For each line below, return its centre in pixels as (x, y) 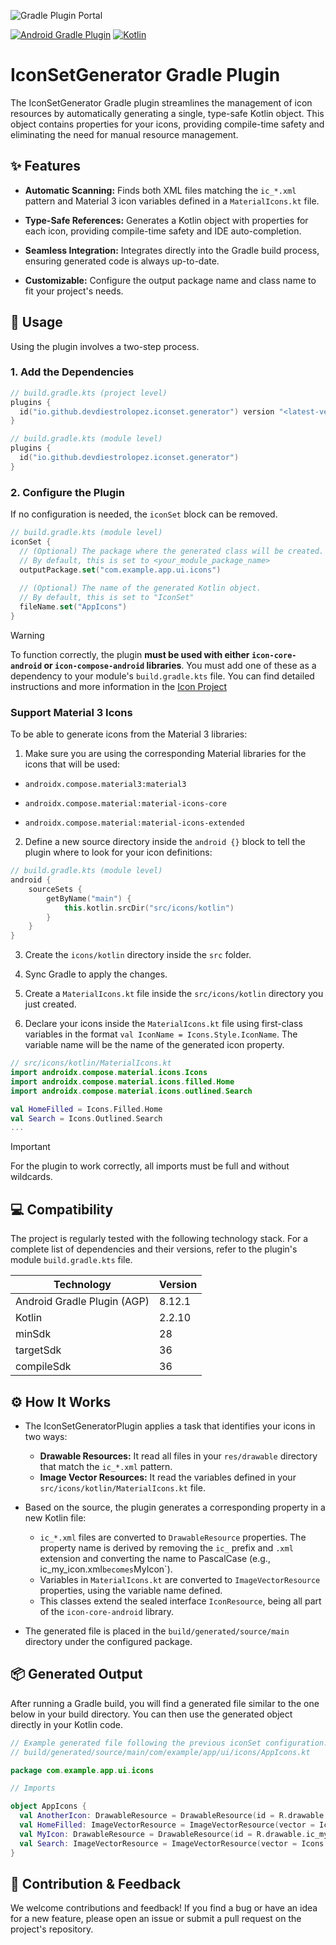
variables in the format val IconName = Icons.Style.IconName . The (161, 1034)
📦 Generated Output (76, 1674)
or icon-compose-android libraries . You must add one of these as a (180, 665)
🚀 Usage (36, 322)
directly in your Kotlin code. (67, 1724)
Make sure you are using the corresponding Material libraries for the (165, 754)
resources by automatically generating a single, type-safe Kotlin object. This (167, 113)
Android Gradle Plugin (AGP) (82, 1302)
